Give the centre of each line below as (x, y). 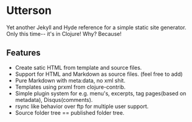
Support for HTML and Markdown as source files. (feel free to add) (99, 74)
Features (23, 53)
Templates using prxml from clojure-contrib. (70, 87)
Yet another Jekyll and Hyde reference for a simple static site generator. (96, 27)
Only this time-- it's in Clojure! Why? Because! (64, 33)
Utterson (29, 11)
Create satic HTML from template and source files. (78, 67)
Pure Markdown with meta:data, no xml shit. (70, 80)
